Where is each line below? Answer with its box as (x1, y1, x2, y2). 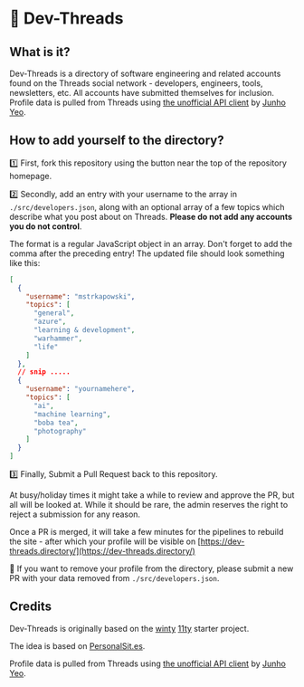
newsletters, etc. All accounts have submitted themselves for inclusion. (9, 88, 274, 98)
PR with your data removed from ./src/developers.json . (9, 573, 220, 584)
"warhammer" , (33, 334, 83, 343)
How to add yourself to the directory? (9, 133, 224, 148)
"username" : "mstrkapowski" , (25, 291, 136, 301)
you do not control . (9, 221, 82, 232)
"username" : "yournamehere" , (25, 385, 136, 394)
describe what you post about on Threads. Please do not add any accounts (9, 211, 292, 222)
